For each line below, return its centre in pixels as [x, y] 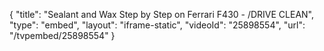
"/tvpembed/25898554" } [62, 35]
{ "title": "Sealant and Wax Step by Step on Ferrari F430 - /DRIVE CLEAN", [162, 14]
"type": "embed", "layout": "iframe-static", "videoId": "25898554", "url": [157, 25]
